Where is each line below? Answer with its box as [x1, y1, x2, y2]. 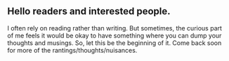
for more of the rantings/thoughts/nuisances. [7, 46, 138, 54]
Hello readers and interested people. [7, 6, 171, 17]
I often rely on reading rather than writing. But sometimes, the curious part [7, 24, 223, 32]
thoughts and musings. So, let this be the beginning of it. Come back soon [7, 38, 222, 47]
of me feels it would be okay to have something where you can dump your [7, 31, 222, 40]
